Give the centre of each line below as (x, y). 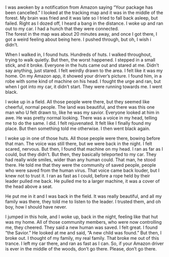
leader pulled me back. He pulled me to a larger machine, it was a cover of (82, 181)
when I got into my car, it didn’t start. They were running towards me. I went (84, 87)
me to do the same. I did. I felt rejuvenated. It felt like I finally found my (78, 123)
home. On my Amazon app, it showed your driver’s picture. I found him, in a (83, 76)
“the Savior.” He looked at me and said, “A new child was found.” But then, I (83, 233)
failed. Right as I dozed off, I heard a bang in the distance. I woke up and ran (84, 23)
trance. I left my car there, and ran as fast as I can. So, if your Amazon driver (84, 243)
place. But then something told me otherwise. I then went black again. (78, 128)
